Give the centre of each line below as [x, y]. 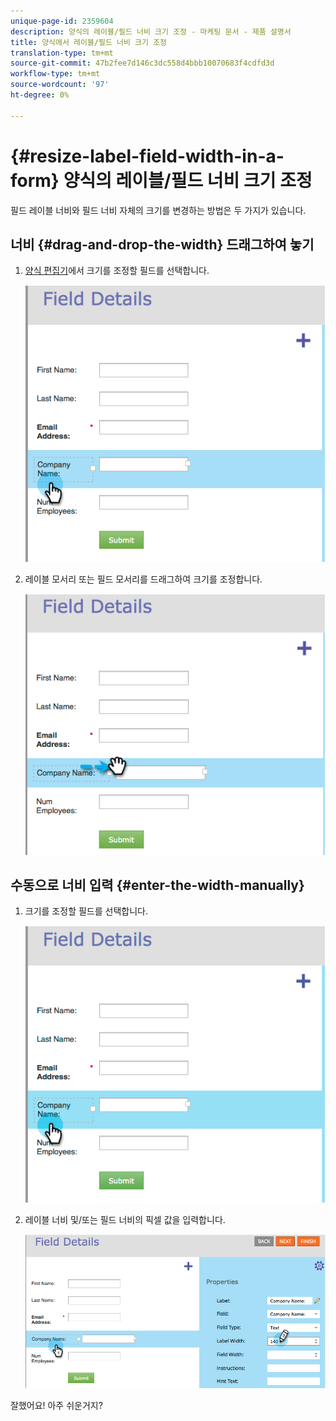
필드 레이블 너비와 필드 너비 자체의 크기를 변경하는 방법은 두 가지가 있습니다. [158, 210]
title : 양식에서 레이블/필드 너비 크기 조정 [89, 42]
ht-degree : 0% [40, 95]
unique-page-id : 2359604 [62, 21]
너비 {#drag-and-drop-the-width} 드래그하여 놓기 [162, 244]
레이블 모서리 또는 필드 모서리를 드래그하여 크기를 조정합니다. [143, 579]
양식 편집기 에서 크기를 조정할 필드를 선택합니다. [117, 271]
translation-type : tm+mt [62, 53]
